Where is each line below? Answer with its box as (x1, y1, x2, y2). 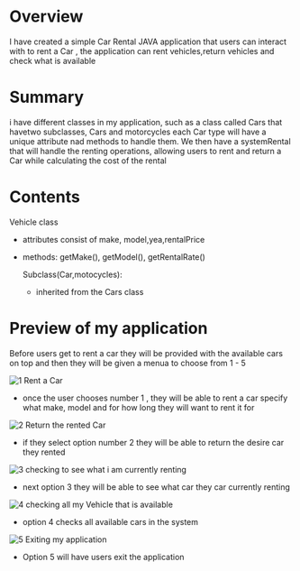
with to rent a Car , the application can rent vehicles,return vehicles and (9, 45, 275, 56)
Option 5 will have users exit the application (22, 551, 185, 562)
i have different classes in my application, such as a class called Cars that (9, 116, 283, 127)
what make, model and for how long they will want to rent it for (22, 401, 255, 412)
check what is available (9, 55, 96, 66)
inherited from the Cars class (35, 286, 144, 297)
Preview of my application (9, 318, 208, 338)
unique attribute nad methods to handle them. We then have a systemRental (9, 135, 291, 146)
